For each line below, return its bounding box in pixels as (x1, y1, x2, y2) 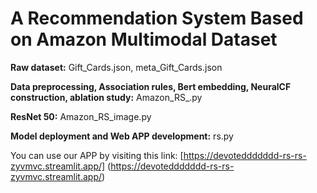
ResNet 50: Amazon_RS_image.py (10, 110, 152, 122)
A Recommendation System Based (10, 7, 304, 30)
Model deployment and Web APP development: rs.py (10, 130, 234, 142)
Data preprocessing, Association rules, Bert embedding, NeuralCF (10, 80, 292, 92)
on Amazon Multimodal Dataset (10, 28, 278, 51)
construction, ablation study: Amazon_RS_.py (10, 91, 203, 103)
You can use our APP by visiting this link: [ (10, 149, 184, 161)
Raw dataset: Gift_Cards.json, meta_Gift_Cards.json (10, 61, 223, 73)
